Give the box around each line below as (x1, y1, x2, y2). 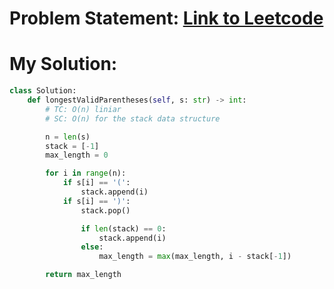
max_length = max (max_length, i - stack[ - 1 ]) (98, 252, 292, 262)
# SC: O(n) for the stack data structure (45, 113, 221, 124)
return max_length (45, 270, 122, 280)
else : (80, 242, 104, 252)
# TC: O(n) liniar (45, 104, 122, 114)
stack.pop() (80, 205, 131, 216)
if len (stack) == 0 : (80, 223, 167, 234)
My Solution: (9, 53, 118, 76)
